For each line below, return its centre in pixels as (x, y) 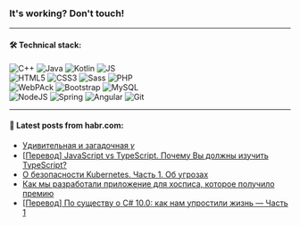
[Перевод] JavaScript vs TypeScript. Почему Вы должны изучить (146, 155)
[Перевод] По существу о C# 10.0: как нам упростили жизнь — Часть (155, 203)
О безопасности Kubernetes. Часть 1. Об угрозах (115, 174)
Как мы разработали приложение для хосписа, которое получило (148, 184)
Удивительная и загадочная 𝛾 (79, 145)
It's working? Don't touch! (67, 13)
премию (38, 193)
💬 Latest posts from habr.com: (67, 126)
